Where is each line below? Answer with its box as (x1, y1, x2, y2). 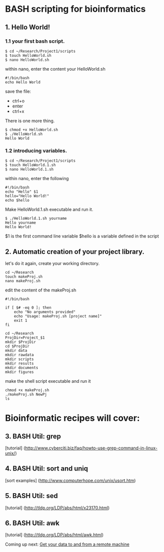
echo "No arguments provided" (14, 309, 76, 315)
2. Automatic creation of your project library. (5, 247, 145, 256)
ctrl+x (12, 108, 25, 114)
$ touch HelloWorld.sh (5, 53, 52, 58)
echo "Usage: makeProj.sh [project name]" (14, 314, 102, 318)
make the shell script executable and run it (5, 378, 91, 384)
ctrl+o (12, 98, 25, 104)
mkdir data (5, 348, 27, 353)
